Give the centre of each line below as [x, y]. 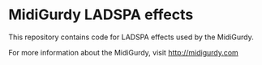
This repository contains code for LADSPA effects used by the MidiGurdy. [131, 37]
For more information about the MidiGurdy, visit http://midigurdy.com [124, 52]
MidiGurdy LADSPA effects [101, 15]
